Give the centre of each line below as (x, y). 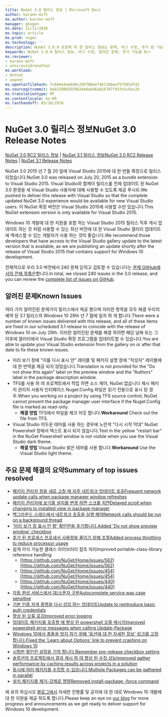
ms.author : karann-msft (30, 19)
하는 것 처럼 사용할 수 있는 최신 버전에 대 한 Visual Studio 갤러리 (81, 229)
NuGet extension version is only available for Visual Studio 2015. (71, 212)
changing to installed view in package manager (61, 508)
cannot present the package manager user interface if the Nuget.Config (86, 401)
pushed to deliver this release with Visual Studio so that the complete (76, 196)
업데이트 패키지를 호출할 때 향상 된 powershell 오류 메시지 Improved (78, 622)
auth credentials (29, 610)
